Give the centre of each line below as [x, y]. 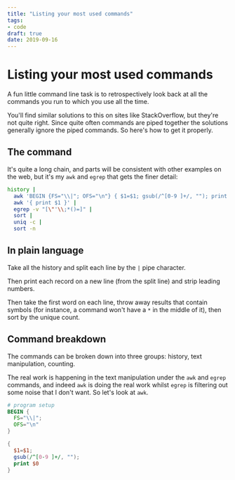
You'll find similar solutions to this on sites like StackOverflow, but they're [113, 115]
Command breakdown [57, 339]
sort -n [25, 229]
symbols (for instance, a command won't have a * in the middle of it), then [114, 309]
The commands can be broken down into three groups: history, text [105, 356]
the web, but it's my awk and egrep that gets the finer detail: [93, 176]
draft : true [25, 33]
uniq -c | [28, 222]
